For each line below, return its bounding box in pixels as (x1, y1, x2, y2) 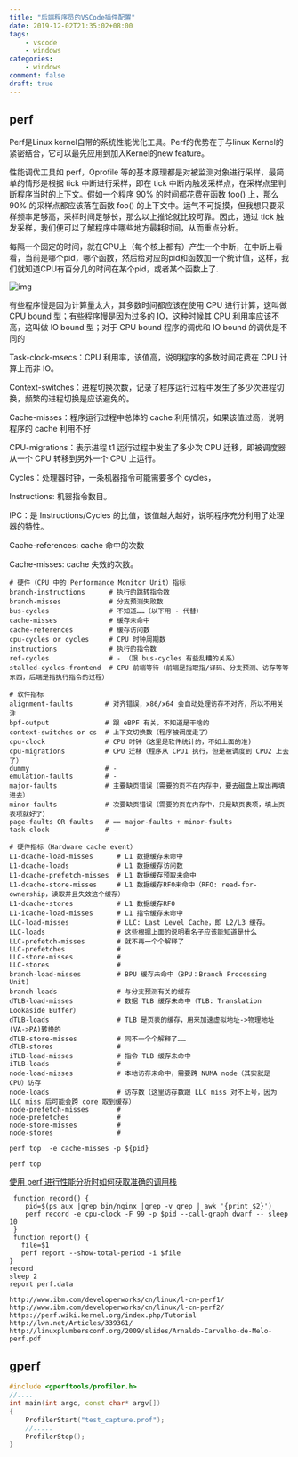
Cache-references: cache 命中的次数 (9, 540, 145, 551)
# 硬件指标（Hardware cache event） (9, 843, 137, 852)
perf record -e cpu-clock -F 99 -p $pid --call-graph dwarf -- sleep (25, 1210, 289, 1219)
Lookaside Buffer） (9, 1007, 80, 1016)
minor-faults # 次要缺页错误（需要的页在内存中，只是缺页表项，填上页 (9, 800, 286, 810)
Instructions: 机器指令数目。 (9, 491, 112, 502)
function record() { (12, 1194, 90, 1203)
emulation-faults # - (9, 772, 117, 781)
